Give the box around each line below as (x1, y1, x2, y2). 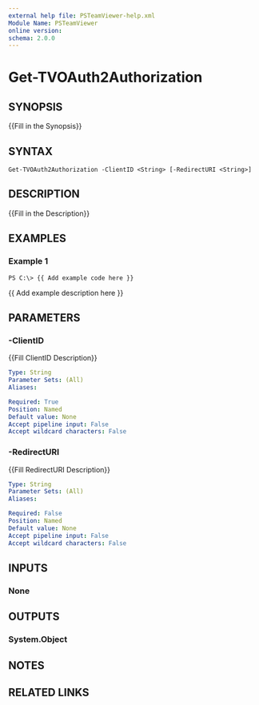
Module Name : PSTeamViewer (8, 19, 98, 27)
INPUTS (8, 561, 48, 575)
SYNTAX (8, 145, 54, 158)
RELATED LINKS (8, 685, 90, 699)
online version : (8, 26, 62, 34)
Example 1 (8, 256, 49, 267)
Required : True (8, 397, 59, 406)
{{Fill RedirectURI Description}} (8, 464, 110, 474)
